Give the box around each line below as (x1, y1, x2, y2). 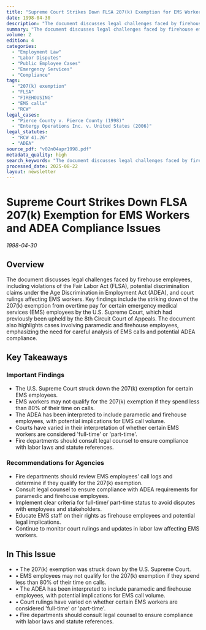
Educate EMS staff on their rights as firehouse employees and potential (15, 511, 195, 519)
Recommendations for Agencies (6, 459, 105, 467)
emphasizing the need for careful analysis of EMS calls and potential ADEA (6, 328, 196, 335)
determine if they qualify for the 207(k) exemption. (15, 479, 143, 486)
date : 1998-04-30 (6, 15, 51, 21)
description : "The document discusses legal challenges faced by (6, 20, 177, 26)
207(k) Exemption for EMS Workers (6, 208, 190, 222)
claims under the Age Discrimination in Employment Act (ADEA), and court (6, 289, 194, 296)
